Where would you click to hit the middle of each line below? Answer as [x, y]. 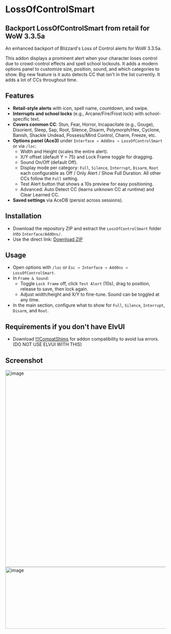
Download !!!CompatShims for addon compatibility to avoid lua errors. [86, 339]
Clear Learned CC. [40, 195]
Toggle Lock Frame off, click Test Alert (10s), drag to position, [85, 284]
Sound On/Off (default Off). [49, 162]
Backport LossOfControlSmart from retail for [78, 28]
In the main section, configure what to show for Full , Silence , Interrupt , [89, 305]
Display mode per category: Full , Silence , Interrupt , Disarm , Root [89, 168]
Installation [23, 216]
